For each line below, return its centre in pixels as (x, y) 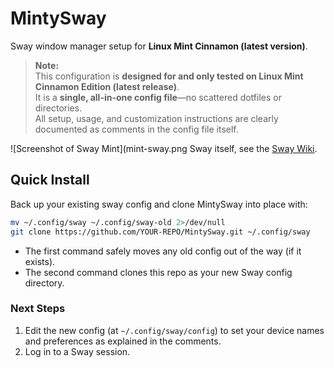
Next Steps (38, 309)
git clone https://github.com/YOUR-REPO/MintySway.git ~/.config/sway (160, 232)
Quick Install (50, 180)
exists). (40, 261)
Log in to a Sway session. (77, 351)
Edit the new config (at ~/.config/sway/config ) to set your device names (174, 330)
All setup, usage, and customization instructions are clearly (156, 118)
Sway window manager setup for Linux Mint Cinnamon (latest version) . (159, 46)
